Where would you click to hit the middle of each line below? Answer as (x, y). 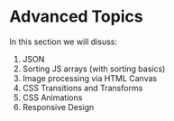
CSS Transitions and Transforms (82, 88)
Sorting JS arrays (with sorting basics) (94, 69)
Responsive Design (58, 107)
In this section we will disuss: (63, 42)
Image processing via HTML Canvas (90, 78)
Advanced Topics (76, 17)
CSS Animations (52, 98)
